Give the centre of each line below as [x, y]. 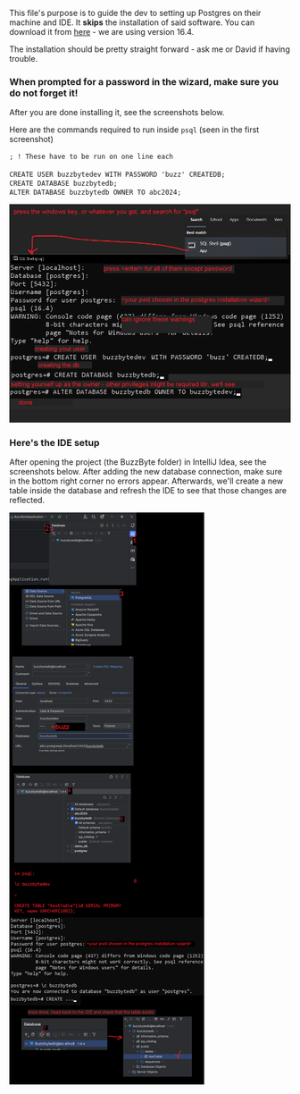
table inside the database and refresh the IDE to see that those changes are [148, 490]
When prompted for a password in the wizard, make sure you [144, 81]
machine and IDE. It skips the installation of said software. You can [132, 22]
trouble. [24, 59]
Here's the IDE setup [54, 442]
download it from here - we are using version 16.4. [102, 32]
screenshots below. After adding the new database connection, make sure [146, 471]
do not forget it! [44, 93]
